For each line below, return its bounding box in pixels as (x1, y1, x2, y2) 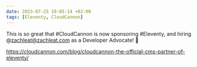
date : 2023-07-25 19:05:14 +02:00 (6, 8, 92, 15)
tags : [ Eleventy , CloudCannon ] (6, 14, 83, 20)
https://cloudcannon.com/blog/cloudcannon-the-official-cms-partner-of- (6, 48, 185, 55)
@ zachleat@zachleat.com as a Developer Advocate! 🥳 (6, 36, 139, 43)
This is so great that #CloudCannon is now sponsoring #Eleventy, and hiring (6, 30, 192, 37)
